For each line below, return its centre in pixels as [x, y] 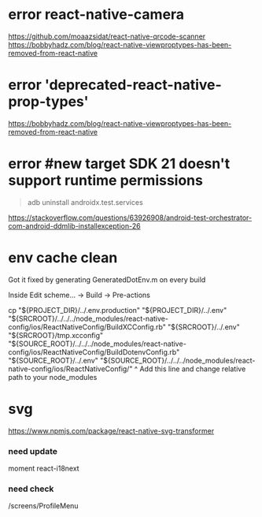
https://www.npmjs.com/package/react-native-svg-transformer [111, 430]
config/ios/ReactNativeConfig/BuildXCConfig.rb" [87, 327]
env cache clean [63, 258]
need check [31, 489]
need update [33, 451]
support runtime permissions [105, 181]
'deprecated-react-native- [133, 85]
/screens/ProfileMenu [43, 506]
